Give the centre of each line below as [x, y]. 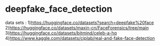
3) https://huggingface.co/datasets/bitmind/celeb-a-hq [61, 33]
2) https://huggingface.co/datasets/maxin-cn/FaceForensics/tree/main [77, 27]
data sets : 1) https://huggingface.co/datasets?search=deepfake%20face [80, 23]
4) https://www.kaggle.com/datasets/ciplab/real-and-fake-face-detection [80, 38]
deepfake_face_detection [59, 9]
